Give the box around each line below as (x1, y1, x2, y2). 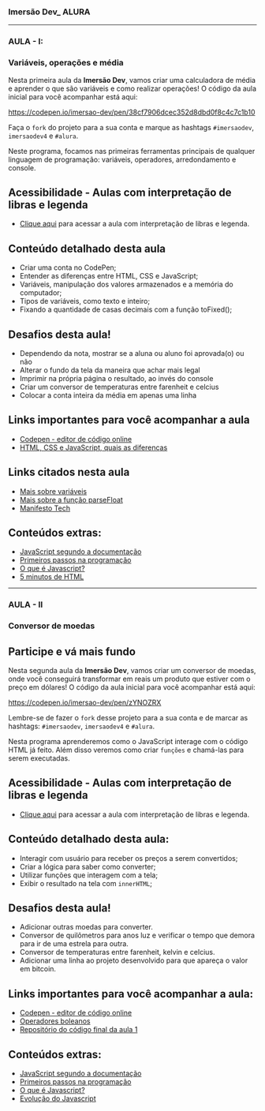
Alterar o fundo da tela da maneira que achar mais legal (19, 365, 200, 375)
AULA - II (8, 599, 43, 610)
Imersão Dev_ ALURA (8, 6, 91, 17)
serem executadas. (8, 754, 70, 763)
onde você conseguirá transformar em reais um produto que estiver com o (8, 674, 251, 684)
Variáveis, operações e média (8, 58, 124, 69)
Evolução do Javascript (19, 1094, 96, 1103)
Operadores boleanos (19, 1016, 91, 1026)
